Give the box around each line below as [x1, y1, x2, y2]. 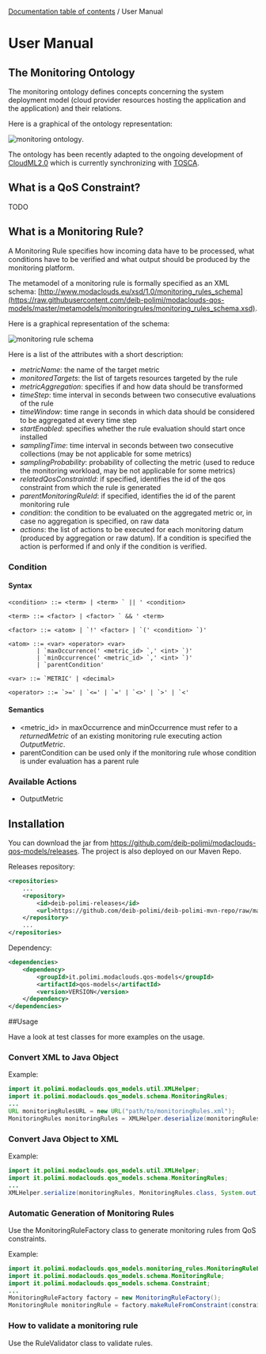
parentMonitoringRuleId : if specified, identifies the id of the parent [19, 491, 236, 500]
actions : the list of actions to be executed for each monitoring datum [19, 524, 244, 534]
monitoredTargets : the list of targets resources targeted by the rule [19, 373, 238, 382]
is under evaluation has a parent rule [19, 756, 139, 766]
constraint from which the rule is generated [19, 482, 161, 492]
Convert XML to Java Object [8, 1052, 119, 1063]
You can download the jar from [8, 839, 109, 848]
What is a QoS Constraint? [8, 181, 141, 195]
